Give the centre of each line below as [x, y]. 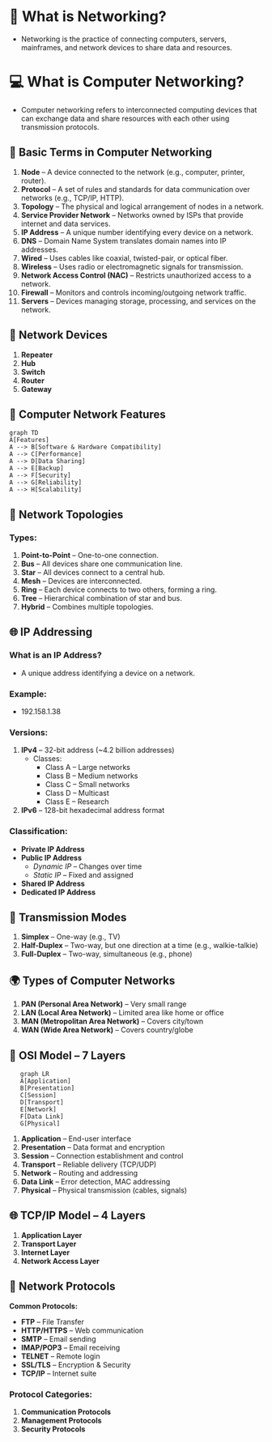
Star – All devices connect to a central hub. [93, 572]
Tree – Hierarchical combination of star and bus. [102, 598]
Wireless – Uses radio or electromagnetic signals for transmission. [132, 266]
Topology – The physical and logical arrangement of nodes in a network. [142, 206]
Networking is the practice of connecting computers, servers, [124, 39]
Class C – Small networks [87, 785]
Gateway [36, 389]
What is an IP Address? [55, 655]
